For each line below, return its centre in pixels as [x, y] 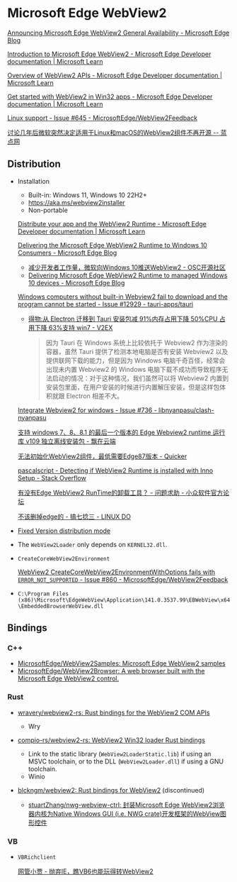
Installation [34, 181]
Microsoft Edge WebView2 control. [68, 678]
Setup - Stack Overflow [52, 478]
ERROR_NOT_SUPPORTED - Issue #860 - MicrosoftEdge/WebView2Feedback [123, 579]
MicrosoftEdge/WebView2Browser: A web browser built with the [111, 671]
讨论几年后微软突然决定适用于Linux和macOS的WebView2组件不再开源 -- [113, 132]
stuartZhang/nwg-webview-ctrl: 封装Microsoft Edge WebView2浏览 [126, 805]
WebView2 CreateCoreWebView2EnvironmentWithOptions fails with [116, 572]
